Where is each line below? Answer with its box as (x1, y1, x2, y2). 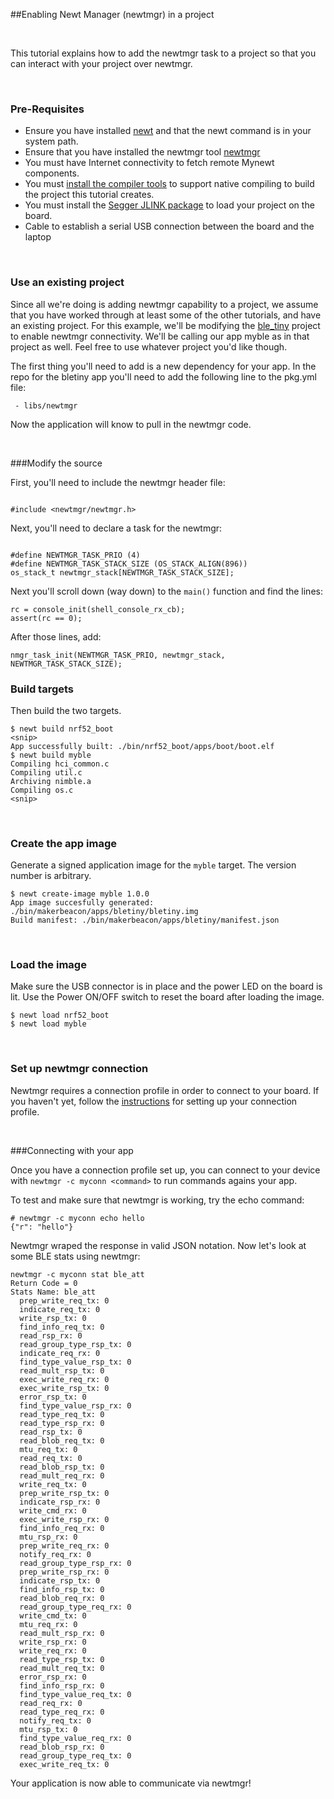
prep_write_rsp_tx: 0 (19, 1488, 110, 1498)
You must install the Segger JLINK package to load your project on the (24, 199, 315, 211)
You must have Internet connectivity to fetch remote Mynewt (24, 157, 275, 169)
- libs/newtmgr (14, 400, 78, 411)
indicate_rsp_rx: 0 (19, 1497, 101, 1507)
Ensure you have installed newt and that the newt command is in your (24, 125, 312, 137)
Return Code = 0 (10, 1278, 78, 1288)
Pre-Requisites (10, 102, 85, 116)
